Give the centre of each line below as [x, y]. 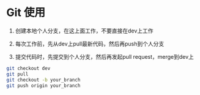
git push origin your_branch [43, 85]
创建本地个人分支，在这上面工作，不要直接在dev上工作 [84, 31]
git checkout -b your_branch [43, 80]
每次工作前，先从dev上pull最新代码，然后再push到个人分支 [90, 44]
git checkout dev [28, 68]
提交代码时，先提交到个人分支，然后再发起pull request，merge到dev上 [105, 56]
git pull [17, 74]
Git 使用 [26, 13]
